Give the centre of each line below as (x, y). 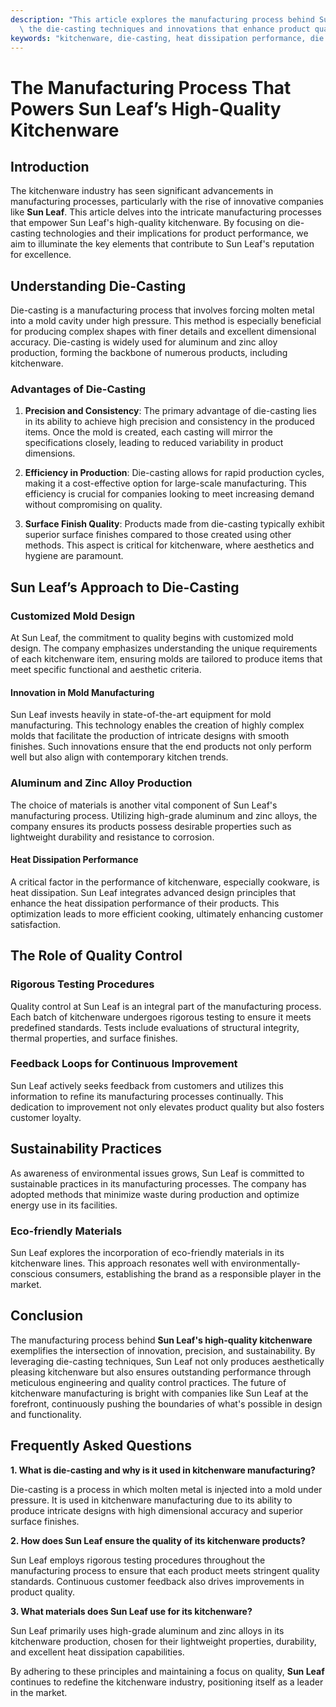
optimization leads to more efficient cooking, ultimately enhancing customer (167, 913)
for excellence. (41, 255)
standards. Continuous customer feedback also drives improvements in (157, 1581)
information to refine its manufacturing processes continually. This (147, 1096)
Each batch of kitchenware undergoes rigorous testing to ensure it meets (161, 1017)
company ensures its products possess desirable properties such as (151, 826)
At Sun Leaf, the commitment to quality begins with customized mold (152, 638)
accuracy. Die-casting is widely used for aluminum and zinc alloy (144, 342)
